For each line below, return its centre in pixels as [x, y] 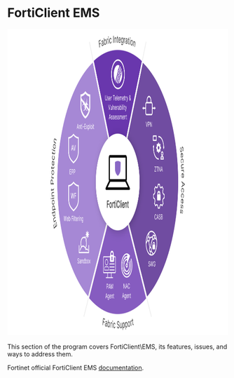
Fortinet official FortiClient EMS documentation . [76, 367]
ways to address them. [40, 354]
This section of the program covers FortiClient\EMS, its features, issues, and [117, 346]
